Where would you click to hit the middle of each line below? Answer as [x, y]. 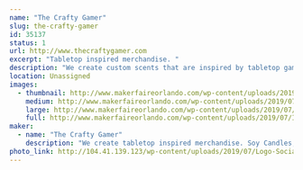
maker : [22, 127]
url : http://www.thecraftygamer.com [78, 51]
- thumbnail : [42, 93]
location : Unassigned [50, 76]
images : [24, 85]
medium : [40, 101]
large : [38, 110]
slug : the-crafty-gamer [54, 26]
